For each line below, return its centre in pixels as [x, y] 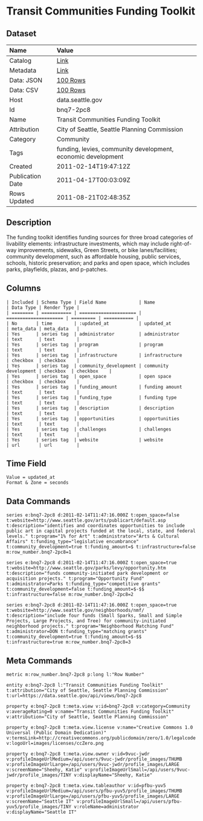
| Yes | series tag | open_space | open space [89, 376]
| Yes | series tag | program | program [85, 345]
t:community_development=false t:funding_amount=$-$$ [76, 589]
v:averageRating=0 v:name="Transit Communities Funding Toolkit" [90, 712]
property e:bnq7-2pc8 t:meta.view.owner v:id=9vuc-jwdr [78, 754]
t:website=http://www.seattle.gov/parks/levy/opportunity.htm [86, 568]
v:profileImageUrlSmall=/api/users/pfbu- [129, 802]
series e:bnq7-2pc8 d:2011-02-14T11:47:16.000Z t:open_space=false [93, 515]
